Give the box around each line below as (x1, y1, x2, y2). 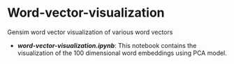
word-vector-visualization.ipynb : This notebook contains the (17, 41, 197, 49)
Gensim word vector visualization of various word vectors (7, 28, 173, 36)
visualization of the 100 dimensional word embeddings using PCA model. (17, 49, 227, 57)
